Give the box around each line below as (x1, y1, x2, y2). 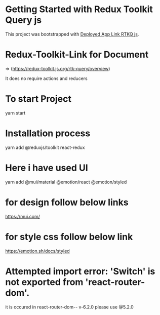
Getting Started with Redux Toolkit (5, 4, 153, 15)
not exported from (5, 276, 84, 288)
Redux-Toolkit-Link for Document (5, 49, 149, 60)
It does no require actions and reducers (5, 75, 88, 82)
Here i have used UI (5, 162, 89, 173)
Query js (5, 14, 42, 26)
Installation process (5, 128, 91, 139)
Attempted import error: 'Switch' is (5, 265, 155, 277)
